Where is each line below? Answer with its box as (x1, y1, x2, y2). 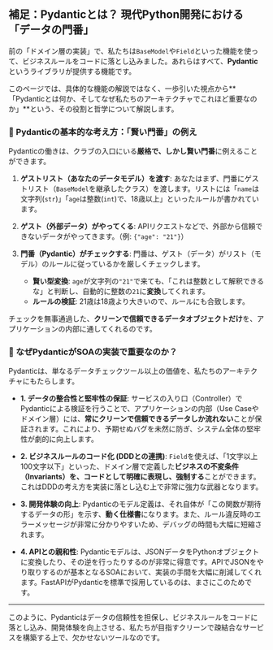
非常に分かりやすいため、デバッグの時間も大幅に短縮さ (76, 519, 262, 530)
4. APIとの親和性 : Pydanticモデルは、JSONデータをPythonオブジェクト (19, 547, 260, 557)
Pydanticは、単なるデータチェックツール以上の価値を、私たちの (8, 366, 223, 376)
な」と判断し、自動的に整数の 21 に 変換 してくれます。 (32, 287, 210, 297)
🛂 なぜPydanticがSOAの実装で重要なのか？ (8, 346, 178, 357)
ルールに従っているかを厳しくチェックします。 (48, 259, 205, 269)
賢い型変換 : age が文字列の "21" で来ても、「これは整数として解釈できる (32, 276, 264, 286)
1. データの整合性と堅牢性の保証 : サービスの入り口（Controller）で (19, 393, 243, 404)
